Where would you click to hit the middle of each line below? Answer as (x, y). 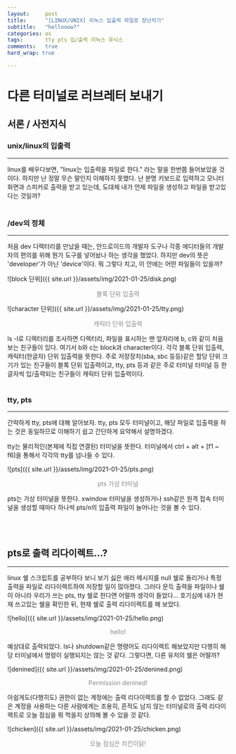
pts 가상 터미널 (118, 484)
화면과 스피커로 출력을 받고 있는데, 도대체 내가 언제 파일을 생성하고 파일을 (107, 186)
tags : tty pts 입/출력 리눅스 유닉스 (65, 40)
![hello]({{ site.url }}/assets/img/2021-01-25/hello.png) (85, 618)
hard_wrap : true (31, 53)
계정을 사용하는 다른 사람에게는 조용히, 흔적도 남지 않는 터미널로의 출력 (111, 706)
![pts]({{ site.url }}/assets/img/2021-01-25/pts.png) (81, 469)
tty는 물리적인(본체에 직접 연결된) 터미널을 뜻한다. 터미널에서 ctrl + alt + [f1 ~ (113, 447)
